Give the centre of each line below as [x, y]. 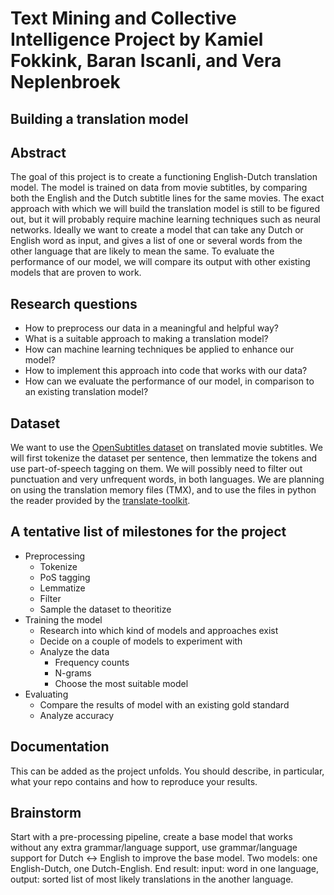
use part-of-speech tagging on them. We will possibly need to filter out [156, 469]
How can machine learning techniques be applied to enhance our [159, 349]
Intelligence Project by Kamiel [137, 39]
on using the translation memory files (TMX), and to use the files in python [163, 490]
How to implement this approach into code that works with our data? [166, 371]
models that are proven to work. [76, 273]
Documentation [60, 747]
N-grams [73, 673]
